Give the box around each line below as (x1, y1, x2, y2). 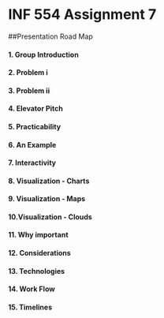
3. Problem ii (8, 85, 50, 95)
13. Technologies (8, 266, 65, 275)
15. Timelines (8, 302, 53, 312)
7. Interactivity (8, 158, 57, 167)
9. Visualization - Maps (8, 194, 86, 204)
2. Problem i (8, 68, 49, 77)
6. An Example (8, 140, 57, 149)
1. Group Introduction (8, 50, 79, 59)
